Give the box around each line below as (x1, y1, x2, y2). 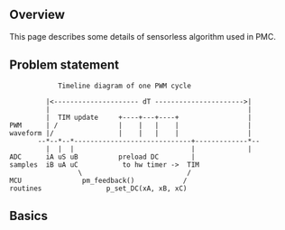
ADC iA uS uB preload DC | (9, 152, 196, 161)
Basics (9, 208, 48, 224)
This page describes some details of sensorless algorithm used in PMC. (9, 31, 277, 41)
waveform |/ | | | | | (9, 128, 253, 138)
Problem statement (9, 58, 120, 73)
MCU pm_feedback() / (9, 176, 188, 185)
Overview (9, 7, 66, 23)
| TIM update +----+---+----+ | (45, 113, 253, 122)
